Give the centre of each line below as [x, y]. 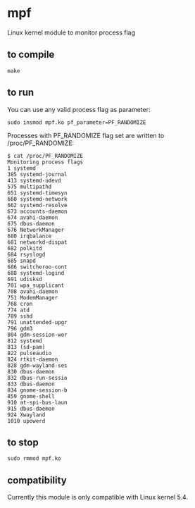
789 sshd [20, 316]
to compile [31, 55]
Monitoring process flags [45, 162]
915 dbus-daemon [31, 409]
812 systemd [25, 341]
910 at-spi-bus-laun [38, 402]
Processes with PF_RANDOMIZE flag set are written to [86, 135]
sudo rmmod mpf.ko [34, 459]
